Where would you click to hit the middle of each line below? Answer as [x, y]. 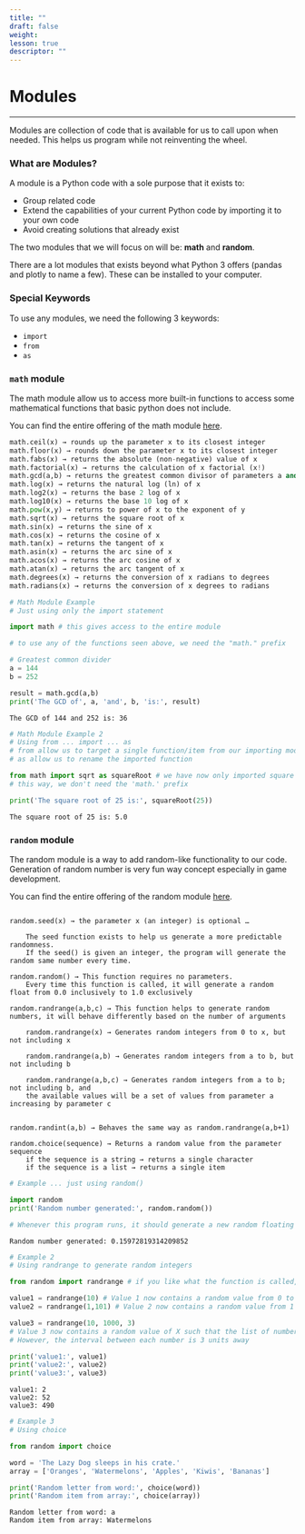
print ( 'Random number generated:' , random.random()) [111, 1208]
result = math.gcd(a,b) [54, 693]
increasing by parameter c [60, 1104]
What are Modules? [54, 163]
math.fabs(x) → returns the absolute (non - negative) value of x [133, 459]
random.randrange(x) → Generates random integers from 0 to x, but [156, 1032]
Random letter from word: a [63, 1513]
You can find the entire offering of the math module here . [116, 425]
